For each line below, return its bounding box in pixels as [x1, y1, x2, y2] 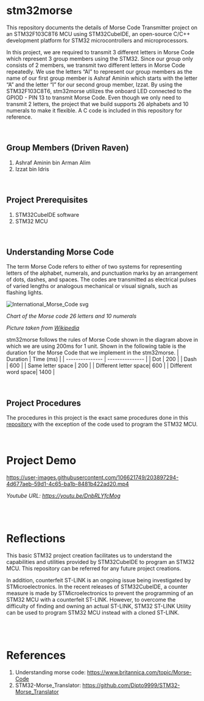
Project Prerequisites [6, 195, 88, 205]
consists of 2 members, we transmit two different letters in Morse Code [6, 62, 186, 69]
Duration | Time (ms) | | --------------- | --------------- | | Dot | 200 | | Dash [6, 356, 197, 363]
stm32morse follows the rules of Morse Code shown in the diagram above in [6, 336, 199, 343]
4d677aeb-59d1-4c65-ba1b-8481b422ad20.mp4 [6, 481, 129, 488]
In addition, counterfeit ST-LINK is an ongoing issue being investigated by [6, 577, 191, 584]
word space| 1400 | [6, 368, 55, 376]
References [6, 649, 66, 663]
